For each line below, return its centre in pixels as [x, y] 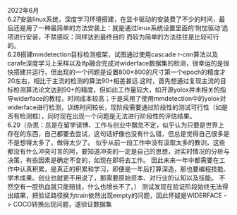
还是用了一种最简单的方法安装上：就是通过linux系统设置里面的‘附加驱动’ [117, 28]
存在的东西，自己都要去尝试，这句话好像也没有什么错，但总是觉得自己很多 [115, 134]
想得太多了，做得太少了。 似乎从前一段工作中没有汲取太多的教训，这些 [122, 142]
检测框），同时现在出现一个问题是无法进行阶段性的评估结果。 [108, 116]
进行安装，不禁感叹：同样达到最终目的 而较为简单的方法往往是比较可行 [116, 37]
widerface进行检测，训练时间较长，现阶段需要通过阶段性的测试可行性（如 [115, 107]
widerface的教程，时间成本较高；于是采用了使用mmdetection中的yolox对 [120, 98]
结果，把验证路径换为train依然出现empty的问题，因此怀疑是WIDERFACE [117, 195]
